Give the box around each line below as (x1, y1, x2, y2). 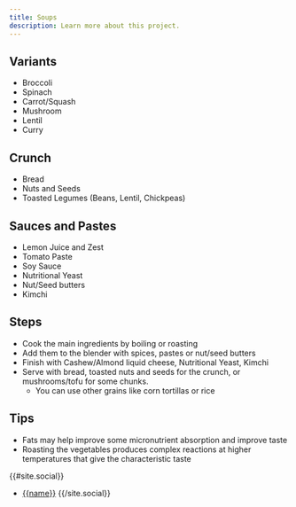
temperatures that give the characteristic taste (21, 453, 192, 464)
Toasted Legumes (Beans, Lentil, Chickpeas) (21, 192, 186, 204)
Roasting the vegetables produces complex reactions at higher (21, 444, 252, 455)
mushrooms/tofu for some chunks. (21, 376, 149, 386)
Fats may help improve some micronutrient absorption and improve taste (21, 434, 288, 445)
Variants (9, 54, 58, 69)
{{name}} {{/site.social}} (21, 487, 111, 498)
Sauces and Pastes (9, 218, 117, 233)
